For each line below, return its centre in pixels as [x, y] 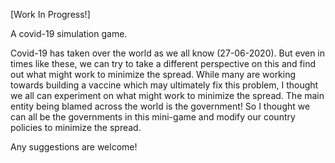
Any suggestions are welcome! [74, 147]
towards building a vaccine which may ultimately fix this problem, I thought [164, 85]
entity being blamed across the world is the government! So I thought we [160, 106]
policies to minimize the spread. [76, 127]
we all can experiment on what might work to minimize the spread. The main [167, 95]
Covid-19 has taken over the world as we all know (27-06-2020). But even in [168, 53]
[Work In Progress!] [50, 14]
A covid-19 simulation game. [69, 33]
